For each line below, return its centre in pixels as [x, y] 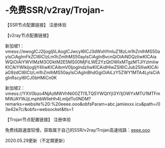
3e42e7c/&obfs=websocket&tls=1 [39, 109]
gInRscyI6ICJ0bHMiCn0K [31, 78]
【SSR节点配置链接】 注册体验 [36, 25]
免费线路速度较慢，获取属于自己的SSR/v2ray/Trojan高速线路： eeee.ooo [78, 130]
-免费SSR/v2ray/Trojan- [55, 10]
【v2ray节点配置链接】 [28, 35]
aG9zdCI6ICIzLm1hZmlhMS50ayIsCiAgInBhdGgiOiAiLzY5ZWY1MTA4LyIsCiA [82, 72]
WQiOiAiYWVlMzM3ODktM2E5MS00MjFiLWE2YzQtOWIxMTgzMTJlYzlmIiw [82, 62]
